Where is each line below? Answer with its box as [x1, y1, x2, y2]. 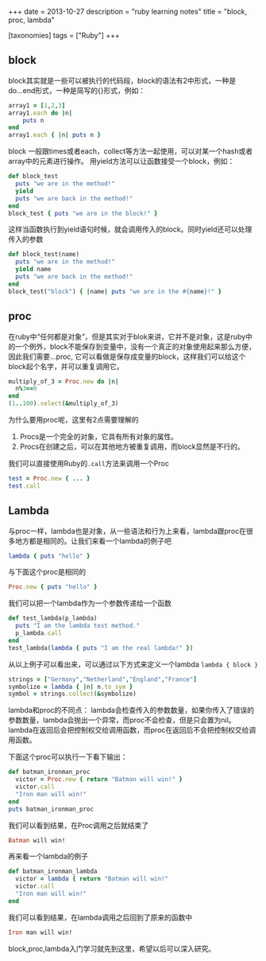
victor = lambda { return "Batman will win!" [15, 875, 169, 883]
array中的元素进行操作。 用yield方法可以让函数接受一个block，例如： [8, 157, 235, 166]
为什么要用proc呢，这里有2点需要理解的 [8, 415, 139, 424]
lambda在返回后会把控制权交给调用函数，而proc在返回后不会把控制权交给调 [8, 726, 256, 735]
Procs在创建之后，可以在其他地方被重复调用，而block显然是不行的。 [19, 442, 245, 451]
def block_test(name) [8, 251, 80, 259]
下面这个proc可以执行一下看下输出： [8, 752, 129, 762]
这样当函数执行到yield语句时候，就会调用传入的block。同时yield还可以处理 [8, 224, 253, 234]
